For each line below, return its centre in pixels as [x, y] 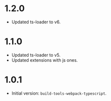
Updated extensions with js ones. [45, 60]
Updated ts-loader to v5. [36, 55]
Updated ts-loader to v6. [36, 22]
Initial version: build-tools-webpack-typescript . [59, 93]
